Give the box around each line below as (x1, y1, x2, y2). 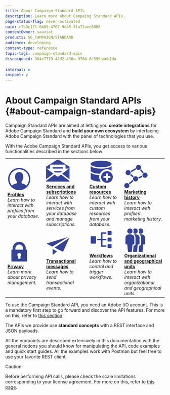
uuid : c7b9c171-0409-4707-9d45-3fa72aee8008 (5, 24, 101, 29)
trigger (89, 269, 104, 275)
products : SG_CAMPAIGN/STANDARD (5, 35, 73, 40)
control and (89, 264, 114, 270)
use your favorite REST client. (5, 353, 67, 360)
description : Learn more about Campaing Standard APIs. (5, 13, 125, 19)
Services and (46, 183, 75, 190)
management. (7, 279, 37, 286)
